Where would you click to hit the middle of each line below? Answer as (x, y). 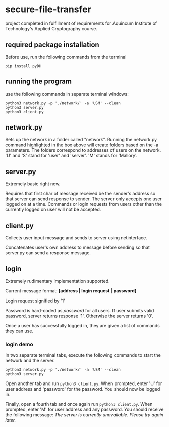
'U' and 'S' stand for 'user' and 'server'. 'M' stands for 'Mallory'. (71, 156)
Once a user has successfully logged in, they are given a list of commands (82, 325)
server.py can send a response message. (48, 253)
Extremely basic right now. (33, 184)
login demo (19, 344)
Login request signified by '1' (35, 301)
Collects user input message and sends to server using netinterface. (76, 238)
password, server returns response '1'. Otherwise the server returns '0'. (79, 316)
